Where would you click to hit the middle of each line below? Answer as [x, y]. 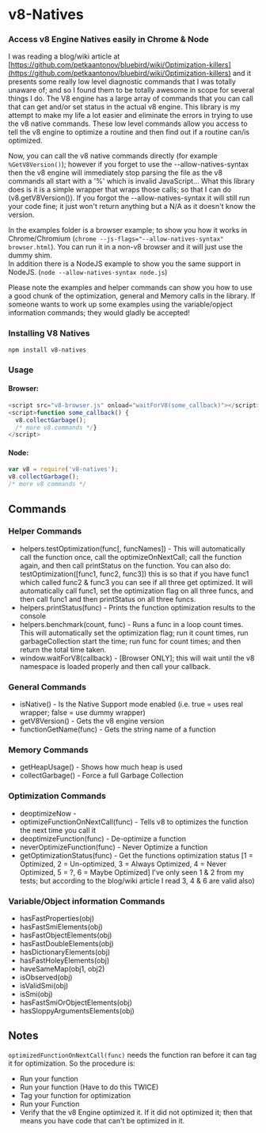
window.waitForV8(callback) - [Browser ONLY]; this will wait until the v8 [137, 658]
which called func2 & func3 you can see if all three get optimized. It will [136, 582]
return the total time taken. [63, 649]
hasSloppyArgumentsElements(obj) [77, 1010]
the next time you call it [58, 830]
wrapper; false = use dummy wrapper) [83, 713]
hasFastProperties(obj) [57, 918]
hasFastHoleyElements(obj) [65, 960]
